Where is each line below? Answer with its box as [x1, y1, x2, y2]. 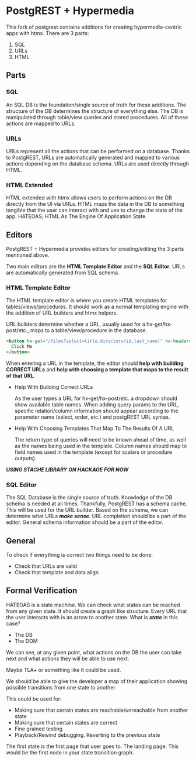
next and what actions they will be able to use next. [6, 655, 129, 662]
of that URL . [6, 372, 36, 379]
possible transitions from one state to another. [6, 684, 117, 691]
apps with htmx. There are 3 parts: [6, 29, 89, 36]
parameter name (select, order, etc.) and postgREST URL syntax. [14, 413, 170, 420]
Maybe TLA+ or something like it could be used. [6, 666, 121, 673]
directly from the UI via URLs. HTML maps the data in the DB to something [6, 201, 185, 208]
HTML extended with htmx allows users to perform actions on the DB [6, 194, 172, 201]
